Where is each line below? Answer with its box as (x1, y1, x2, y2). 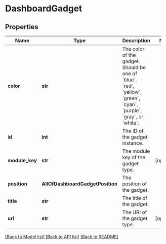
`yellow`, (122, 89, 142, 95)
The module (122, 148, 150, 154)
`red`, (122, 82, 135, 89)
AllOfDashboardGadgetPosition (41, 180, 118, 187)
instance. (122, 140, 144, 146)
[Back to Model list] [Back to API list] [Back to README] (5, 234, 119, 240)
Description (122, 37, 151, 44)
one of (122, 70, 137, 77)
